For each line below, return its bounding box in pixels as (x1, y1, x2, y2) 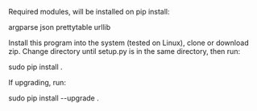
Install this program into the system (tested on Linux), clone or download (8, 38, 249, 47)
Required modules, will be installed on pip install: (8, 7, 171, 16)
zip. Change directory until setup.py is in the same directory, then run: (8, 47, 240, 55)
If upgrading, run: (8, 78, 67, 87)
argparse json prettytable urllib (8, 23, 111, 31)
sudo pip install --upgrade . (8, 93, 99, 103)
